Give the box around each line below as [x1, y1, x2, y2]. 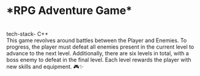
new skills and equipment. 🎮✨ [6, 63, 84, 70]
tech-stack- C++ [6, 30, 49, 37]
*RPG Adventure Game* [6, 4, 133, 18]
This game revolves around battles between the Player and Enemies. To [6, 36, 187, 44]
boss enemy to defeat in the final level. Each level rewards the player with [6, 56, 191, 63]
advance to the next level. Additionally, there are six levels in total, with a [6, 49, 190, 57]
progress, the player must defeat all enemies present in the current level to [6, 43, 194, 50]
